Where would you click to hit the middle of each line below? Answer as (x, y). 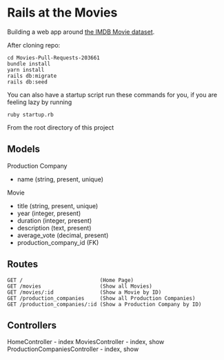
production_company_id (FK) (58, 242)
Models (23, 149)
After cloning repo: (34, 45)
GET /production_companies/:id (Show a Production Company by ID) (104, 304)
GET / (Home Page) (71, 280)
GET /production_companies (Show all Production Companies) (101, 298)
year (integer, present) (49, 213)
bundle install (29, 63)
